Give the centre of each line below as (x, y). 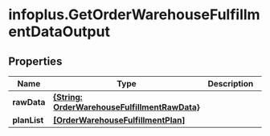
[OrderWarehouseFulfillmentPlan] (119, 120)
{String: (68, 97)
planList (28, 120)
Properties (35, 61)
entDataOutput (59, 32)
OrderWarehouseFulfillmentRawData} (127, 107)
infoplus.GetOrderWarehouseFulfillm (134, 15)
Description (231, 84)
